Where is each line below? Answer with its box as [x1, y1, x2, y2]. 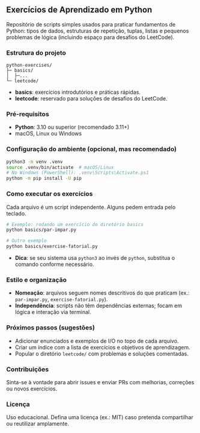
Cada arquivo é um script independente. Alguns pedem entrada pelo [6, 203, 176, 210]
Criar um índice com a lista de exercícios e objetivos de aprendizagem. [14, 343, 190, 351]
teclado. [6, 210, 26, 217]
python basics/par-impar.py [6, 227, 77, 233]
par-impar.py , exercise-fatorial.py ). [14, 296, 108, 303]
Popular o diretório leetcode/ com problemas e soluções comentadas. [14, 350, 189, 357]
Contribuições [6, 365, 49, 373]
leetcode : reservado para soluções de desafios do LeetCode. [14, 95, 168, 102]
